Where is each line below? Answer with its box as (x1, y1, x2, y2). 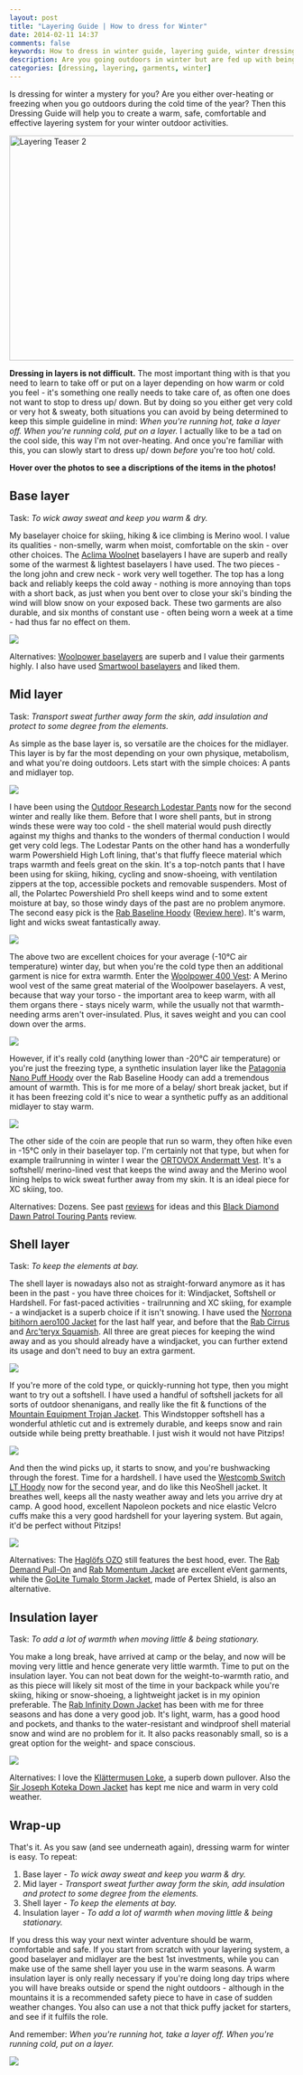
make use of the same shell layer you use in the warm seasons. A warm (9, 1963, 276, 1974)
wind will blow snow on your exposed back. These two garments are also (9, 597, 282, 608)
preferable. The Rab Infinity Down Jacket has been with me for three (9, 1700, 264, 1710)
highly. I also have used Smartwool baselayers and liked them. (9, 660, 241, 671)
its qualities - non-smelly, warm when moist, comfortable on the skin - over (9, 539, 289, 550)
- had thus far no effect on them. (9, 616, 131, 627)
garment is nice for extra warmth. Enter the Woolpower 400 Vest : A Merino (9, 970, 288, 981)
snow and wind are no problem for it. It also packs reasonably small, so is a (9, 1729, 289, 1739)
